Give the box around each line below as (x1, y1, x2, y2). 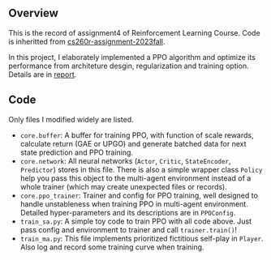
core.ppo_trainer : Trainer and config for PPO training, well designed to (19, 190, 258, 200)
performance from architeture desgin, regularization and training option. (8, 61, 249, 70)
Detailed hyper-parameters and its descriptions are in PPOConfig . (19, 207, 236, 217)
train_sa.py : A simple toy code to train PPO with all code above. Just (19, 216, 252, 226)
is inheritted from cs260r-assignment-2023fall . (8, 36, 166, 46)
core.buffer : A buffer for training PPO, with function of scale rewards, (19, 130, 254, 140)
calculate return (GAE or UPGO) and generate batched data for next (19, 139, 247, 148)
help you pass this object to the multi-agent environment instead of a (19, 173, 252, 183)
